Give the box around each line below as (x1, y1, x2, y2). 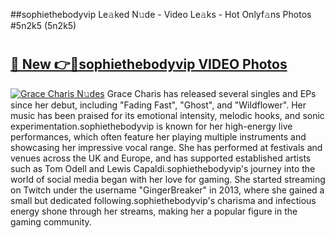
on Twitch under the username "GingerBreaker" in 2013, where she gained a (10, 184, 325, 196)
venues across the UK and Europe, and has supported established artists (10, 152, 312, 164)
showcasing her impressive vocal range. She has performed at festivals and (10, 141, 323, 153)
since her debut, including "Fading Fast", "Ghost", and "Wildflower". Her (10, 99, 307, 111)
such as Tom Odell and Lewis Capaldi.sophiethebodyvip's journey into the (10, 162, 316, 174)
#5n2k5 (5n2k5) (10, 20, 77, 31)
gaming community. (10, 215, 92, 228)
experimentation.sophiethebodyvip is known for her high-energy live (10, 120, 293, 132)
